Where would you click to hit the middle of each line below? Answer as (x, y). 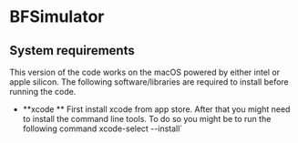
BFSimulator (57, 17)
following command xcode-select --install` (103, 128)
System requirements (72, 51)
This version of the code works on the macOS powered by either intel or (145, 72)
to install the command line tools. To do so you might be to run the (147, 119)
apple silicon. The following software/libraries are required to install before (149, 82)
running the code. (43, 92)
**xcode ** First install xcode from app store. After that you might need (156, 109)
